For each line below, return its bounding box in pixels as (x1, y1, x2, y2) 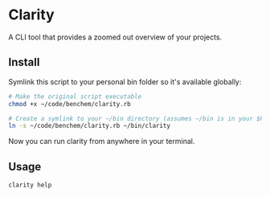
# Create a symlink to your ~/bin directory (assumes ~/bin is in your (8, 114, 253, 122)
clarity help (8, 181, 52, 190)
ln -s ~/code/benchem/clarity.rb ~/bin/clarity (8, 122, 171, 130)
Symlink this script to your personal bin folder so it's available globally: (8, 76, 242, 86)
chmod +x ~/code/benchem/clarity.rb (8, 100, 131, 108)
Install (8, 55, 40, 69)
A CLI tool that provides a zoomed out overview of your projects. (8, 32, 223, 42)
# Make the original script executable (8, 92, 142, 101)
